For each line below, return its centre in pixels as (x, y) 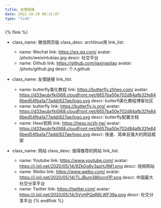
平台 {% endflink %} (44, 201)
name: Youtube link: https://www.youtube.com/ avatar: (74, 160)
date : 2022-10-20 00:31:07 (32, 14)
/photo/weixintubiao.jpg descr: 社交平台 (59, 58)
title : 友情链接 (20, 9)
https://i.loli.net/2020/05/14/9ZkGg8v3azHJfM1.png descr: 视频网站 (87, 166)
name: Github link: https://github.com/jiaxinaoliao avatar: (75, 63)
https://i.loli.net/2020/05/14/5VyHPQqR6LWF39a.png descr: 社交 (84, 195)
